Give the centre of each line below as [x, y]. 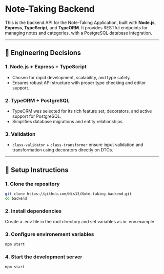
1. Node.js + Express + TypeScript [46, 67]
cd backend [16, 198]
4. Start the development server [44, 257]
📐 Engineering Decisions [43, 53]
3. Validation [20, 134]
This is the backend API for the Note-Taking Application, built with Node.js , [81, 22]
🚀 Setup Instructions [37, 170]
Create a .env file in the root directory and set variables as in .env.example [80, 221]
